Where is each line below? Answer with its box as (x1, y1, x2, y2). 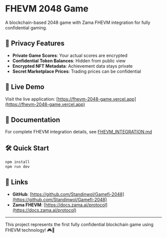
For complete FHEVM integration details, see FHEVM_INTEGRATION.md (5, 129, 153, 135)
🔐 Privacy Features (5, 39, 65, 48)
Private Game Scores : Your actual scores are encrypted (12, 52, 128, 58)
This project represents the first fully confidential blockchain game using (5, 221, 154, 227)
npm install (5, 160, 30, 165)
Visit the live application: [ (5, 96, 58, 102)
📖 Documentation (5, 116, 61, 124)
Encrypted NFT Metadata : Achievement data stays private (12, 63, 133, 69)
